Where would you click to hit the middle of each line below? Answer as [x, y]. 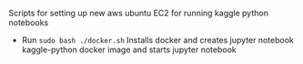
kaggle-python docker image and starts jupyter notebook [129, 50]
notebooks [29, 23]
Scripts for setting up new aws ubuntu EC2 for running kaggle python [139, 13]
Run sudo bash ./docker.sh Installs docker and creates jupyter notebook [158, 40]
